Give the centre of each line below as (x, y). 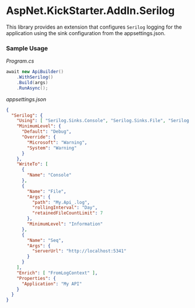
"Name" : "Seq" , (46, 240)
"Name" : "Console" (49, 175)
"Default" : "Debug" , (46, 132)
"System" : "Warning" (52, 148)
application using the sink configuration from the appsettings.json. (86, 33)
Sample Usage (27, 48)
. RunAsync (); (32, 88)
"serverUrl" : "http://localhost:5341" (79, 251)
